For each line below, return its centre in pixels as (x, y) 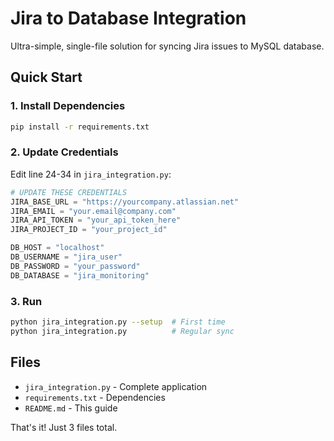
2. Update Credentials (64, 152)
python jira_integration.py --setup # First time (118, 322)
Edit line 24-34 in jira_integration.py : (91, 174)
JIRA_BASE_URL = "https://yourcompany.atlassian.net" (125, 202)
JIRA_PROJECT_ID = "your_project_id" (89, 230)
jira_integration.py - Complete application (116, 386)
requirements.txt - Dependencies (95, 397)
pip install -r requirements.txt (80, 127)
